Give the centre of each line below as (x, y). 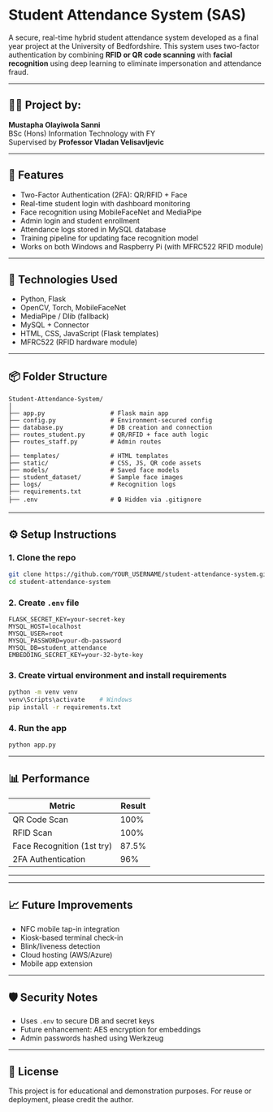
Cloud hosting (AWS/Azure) (66, 954)
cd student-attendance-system (60, 582)
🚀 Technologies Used (63, 279)
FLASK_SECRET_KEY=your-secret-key (67, 619)
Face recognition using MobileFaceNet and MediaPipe (111, 212)
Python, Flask (43, 299)
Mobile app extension (56, 963)
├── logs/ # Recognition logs (92, 485)
